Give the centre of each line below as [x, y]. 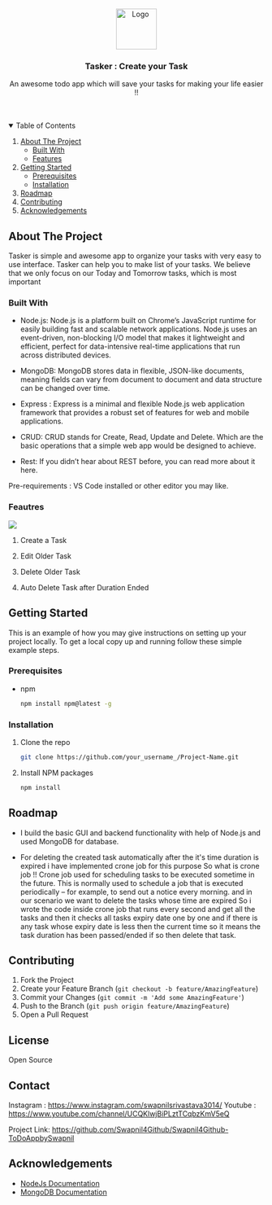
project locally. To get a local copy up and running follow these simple [125, 641]
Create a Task [43, 540]
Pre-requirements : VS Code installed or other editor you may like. [119, 486]
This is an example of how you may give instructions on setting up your [127, 633]
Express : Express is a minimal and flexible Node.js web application [132, 404]
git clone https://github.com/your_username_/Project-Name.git [130, 757]
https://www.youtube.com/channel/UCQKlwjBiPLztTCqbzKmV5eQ [119, 1113]
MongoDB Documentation [63, 1192]
